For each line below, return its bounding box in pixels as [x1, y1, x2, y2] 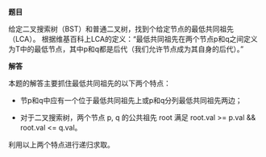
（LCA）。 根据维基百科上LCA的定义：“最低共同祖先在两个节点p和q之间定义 [8, 35, 258, 43]
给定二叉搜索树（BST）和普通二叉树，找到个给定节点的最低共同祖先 [8, 24, 235, 34]
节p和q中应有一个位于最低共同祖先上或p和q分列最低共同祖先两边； [19, 96, 243, 105]
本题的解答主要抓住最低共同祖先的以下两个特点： [8, 79, 171, 88]
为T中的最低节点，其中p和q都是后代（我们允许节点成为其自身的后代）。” [8, 44, 244, 54]
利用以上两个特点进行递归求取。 [8, 140, 114, 149]
